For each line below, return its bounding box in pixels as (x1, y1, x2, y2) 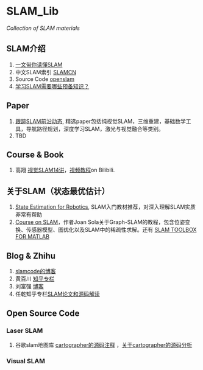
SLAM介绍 (6, 44, 46, 54)
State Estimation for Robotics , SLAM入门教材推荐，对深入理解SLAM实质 (15, 203, 196, 211)
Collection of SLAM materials (6, 24, 80, 32)
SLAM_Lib (6, 4, 59, 18)
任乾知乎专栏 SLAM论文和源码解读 (15, 290, 101, 298)
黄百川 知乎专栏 (15, 275, 55, 282)
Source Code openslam (15, 75, 75, 83)
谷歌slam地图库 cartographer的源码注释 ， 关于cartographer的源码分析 (15, 341, 193, 348)
